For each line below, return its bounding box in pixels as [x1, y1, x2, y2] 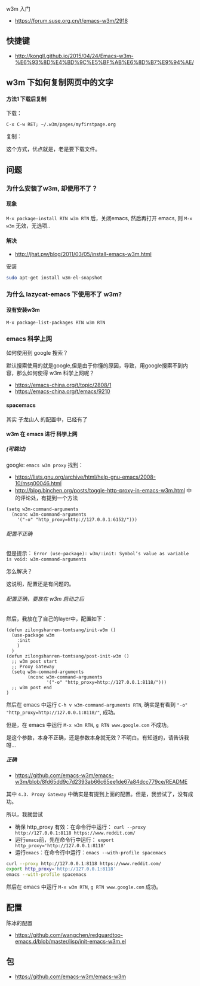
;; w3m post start [11, 658, 58, 664]
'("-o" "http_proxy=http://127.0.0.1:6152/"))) [17, 517, 137, 523]
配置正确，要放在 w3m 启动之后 [6, 595, 85, 602]
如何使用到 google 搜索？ [6, 349, 69, 357]
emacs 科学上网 [6, 334, 53, 343]
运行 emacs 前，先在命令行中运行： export [14, 836, 115, 843]
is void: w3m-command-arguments [6, 556, 87, 562]
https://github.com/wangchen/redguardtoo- [14, 932, 124, 938]
